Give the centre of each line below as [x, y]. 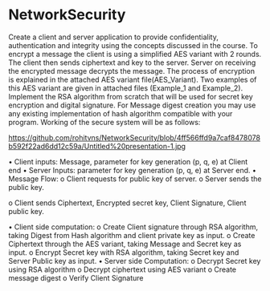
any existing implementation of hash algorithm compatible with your [121, 113]
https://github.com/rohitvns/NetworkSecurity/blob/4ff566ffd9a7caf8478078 [135, 137]
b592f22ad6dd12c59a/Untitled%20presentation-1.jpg [97, 146]
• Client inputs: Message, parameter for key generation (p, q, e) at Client [128, 161]
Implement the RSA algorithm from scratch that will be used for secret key [131, 96]
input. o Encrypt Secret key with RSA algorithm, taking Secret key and [124, 252]
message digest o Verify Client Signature [76, 277]
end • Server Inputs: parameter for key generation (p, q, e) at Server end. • [133, 170]
